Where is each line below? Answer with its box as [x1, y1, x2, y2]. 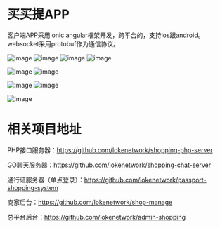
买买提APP [7, 6, 70, 22]
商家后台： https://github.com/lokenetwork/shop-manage [7, 198, 173, 206]
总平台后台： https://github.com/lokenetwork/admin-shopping [7, 213, 186, 221]
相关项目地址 [7, 121, 82, 138]
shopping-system [7, 183, 58, 192]
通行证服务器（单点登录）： [7, 175, 84, 184]
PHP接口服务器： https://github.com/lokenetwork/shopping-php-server [7, 145, 213, 154]
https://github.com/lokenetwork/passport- [84, 175, 207, 184]
